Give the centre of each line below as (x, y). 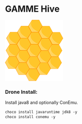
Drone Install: (21, 92)
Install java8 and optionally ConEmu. (41, 103)
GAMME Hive (32, 9)
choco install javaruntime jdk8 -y (41, 112)
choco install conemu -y (30, 117)
